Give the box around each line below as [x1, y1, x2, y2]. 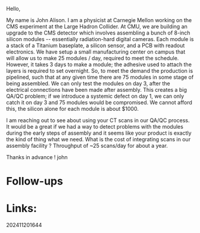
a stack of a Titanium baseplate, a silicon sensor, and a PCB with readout [6, 42, 185, 49]
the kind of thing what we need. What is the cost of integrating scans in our [6, 136, 191, 142]
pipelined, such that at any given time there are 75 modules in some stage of [6, 74, 194, 80]
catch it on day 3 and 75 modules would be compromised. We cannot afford [6, 99, 192, 106]
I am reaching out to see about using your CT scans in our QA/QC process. [6, 117, 190, 124]
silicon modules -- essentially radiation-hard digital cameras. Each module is [6, 36, 194, 42]
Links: [6, 202, 37, 215]
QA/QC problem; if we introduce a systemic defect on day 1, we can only [6, 92, 185, 100]
